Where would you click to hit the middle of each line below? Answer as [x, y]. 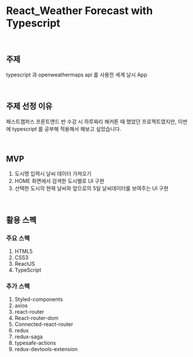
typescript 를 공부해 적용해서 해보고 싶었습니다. [67, 129]
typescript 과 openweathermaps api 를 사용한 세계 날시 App [77, 74]
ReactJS [25, 264]
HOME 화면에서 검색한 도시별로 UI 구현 [59, 181]
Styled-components [39, 300]
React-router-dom [36, 318]
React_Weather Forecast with [79, 11]
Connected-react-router [44, 324]
